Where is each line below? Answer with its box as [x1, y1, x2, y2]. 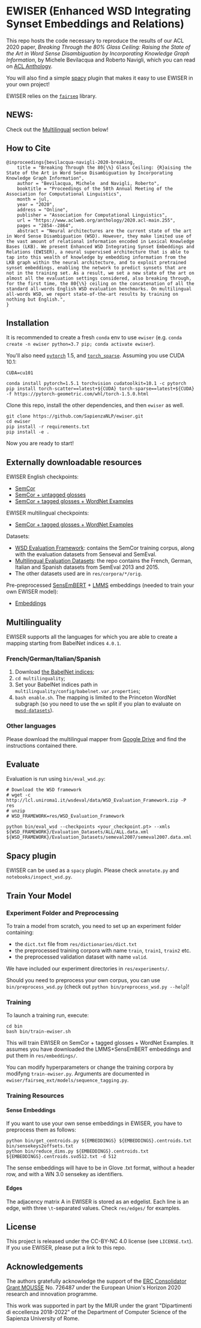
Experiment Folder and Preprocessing [6, 909, 119, 917]
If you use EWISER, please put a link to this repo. [6, 1244, 127, 1251]
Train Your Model [6, 891, 72, 901]
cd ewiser [6, 419, 31, 425]
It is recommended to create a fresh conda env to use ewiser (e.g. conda [6, 334, 182, 341]
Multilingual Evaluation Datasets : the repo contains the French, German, [14, 557, 193, 565]
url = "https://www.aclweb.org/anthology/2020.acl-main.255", [17, 217, 176, 224]
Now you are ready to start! [6, 440, 74, 447]
